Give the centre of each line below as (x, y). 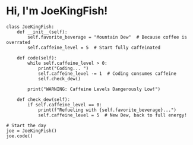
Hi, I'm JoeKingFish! (57, 11)
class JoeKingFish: (30, 27)
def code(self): (37, 58)
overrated (18, 42)
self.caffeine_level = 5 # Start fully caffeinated (94, 48)
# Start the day (26, 125)
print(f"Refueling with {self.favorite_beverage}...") (107, 110)
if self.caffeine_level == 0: (65, 105)
